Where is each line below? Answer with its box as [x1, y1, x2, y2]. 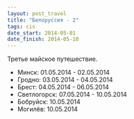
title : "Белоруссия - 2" [7, 17, 79, 24]
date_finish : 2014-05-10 [7, 36, 79, 43]
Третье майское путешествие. [7, 55, 98, 63]
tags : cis [7, 23, 36, 30]
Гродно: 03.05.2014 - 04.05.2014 [17, 75, 113, 84]
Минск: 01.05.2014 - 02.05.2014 [17, 68, 110, 77]
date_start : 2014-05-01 [7, 29, 76, 37]
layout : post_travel [7, 10, 67, 17]
